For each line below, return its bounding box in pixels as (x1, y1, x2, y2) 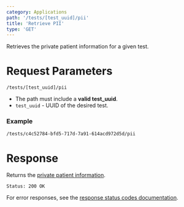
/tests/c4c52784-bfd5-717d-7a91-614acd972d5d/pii (6, 131, 136, 137)
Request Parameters (6, 64, 113, 78)
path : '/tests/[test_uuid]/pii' (6, 15, 89, 21)
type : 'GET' (6, 26, 37, 32)
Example (6, 117, 33, 126)
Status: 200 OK (6, 183, 45, 190)
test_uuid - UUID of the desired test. (15, 102, 109, 109)
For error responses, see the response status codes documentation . (6, 194, 178, 201)
